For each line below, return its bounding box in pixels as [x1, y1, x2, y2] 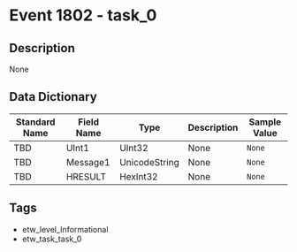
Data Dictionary [9, 89, 97, 104]
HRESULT [65, 170, 106, 182]
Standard [15, 116, 56, 128]
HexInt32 [118, 170, 158, 182]
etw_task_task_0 [21, 233, 82, 244]
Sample [248, 116, 282, 128]
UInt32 [118, 141, 148, 154]
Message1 [65, 156, 110, 168]
